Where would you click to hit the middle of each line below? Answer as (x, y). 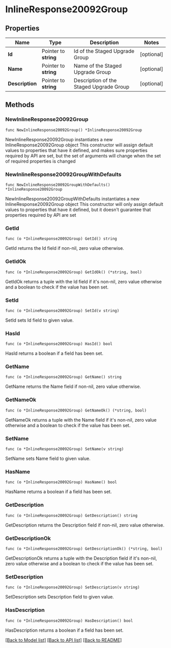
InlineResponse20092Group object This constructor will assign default (79, 145)
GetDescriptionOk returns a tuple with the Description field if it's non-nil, (81, 558)
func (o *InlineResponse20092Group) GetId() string (61, 239)
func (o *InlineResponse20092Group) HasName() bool (61, 482)
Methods (20, 105)
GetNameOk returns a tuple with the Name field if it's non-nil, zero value (81, 420)
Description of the (95, 80)
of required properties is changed (40, 161)
